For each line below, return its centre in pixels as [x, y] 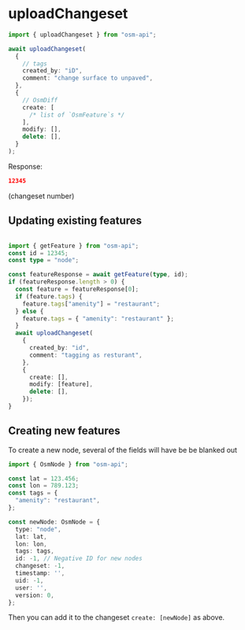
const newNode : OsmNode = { [54, 522]
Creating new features [64, 431]
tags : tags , [35, 551]
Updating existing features [75, 221]
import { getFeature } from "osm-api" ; [74, 246]
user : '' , [31, 587]
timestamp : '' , [40, 573]
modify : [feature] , [61, 384]
